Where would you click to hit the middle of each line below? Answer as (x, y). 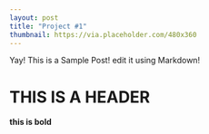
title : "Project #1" (49, 26)
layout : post (34, 18)
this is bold (30, 122)
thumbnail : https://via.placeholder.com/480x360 (103, 34)
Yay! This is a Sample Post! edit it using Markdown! (105, 61)
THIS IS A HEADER (80, 97)
